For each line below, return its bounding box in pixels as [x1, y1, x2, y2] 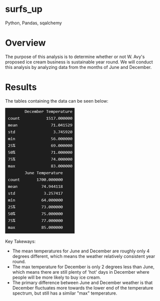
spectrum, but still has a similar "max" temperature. [12, 290, 117, 296]
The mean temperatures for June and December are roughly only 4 [12, 248, 150, 254]
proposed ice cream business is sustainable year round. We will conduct [5, 59, 153, 65]
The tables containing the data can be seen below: [5, 98, 108, 104]
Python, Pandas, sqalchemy [5, 20, 62, 26]
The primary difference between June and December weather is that [12, 279, 153, 286]
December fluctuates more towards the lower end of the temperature [12, 285, 154, 291]
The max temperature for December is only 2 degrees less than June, [12, 264, 155, 270]
